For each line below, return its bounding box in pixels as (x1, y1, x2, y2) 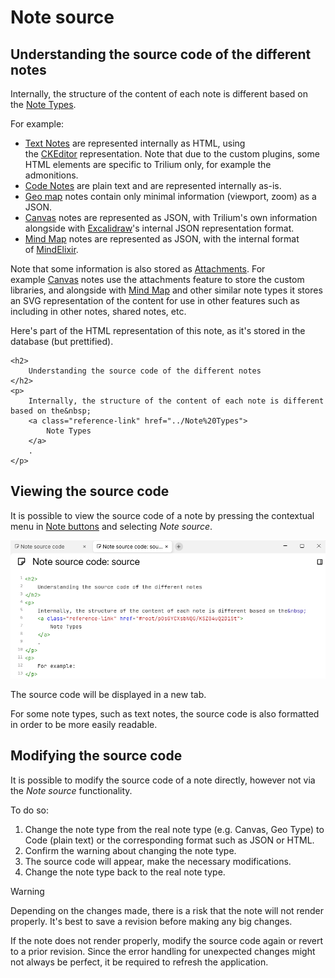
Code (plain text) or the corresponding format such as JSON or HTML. (24, 834, 315, 846)
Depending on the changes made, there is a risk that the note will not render (10, 904, 325, 916)
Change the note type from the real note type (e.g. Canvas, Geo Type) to (24, 823, 325, 835)
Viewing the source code (10, 483, 170, 500)
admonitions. (24, 169, 79, 181)
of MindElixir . (24, 244, 79, 255)
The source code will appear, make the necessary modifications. (24, 855, 292, 867)
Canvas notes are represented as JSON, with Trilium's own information (24, 212, 318, 223)
